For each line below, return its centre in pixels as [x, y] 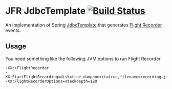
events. [13, 30]
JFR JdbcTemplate [46, 11]
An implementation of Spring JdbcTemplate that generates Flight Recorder [84, 25]
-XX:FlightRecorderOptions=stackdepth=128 [51, 81]
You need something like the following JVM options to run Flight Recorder [83, 58]
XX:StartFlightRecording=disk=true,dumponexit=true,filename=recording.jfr [88, 77]
